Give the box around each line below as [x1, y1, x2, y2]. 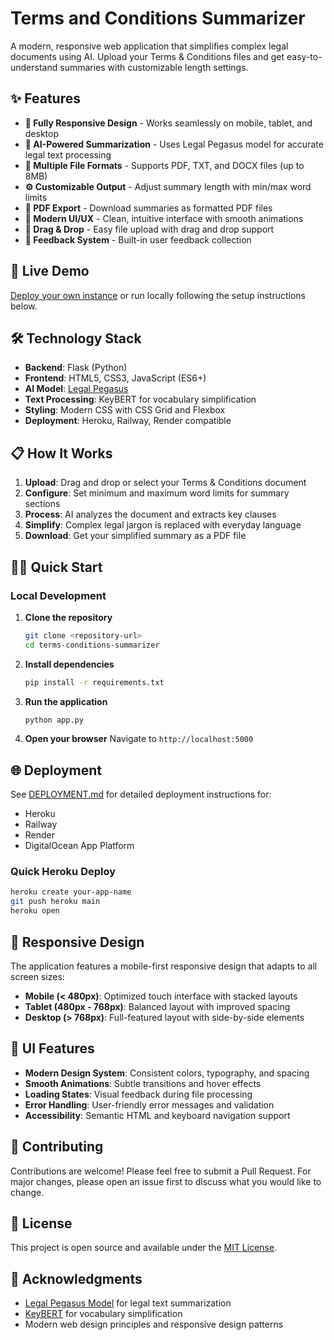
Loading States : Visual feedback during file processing [24, 1088, 253, 1100]
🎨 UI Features [10, 1040, 95, 1057]
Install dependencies [24, 658, 115, 670]
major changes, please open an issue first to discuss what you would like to [10, 1175, 322, 1187]
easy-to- [286, 50, 323, 62]
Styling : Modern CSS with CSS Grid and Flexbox [24, 404, 226, 416]
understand [10, 61, 58, 73]
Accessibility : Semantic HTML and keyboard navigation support [24, 1109, 291, 1121]
